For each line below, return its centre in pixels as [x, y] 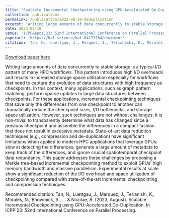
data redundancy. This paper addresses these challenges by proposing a [81, 158]
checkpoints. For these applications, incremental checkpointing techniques [83, 99]
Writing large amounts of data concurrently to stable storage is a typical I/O [83, 66]
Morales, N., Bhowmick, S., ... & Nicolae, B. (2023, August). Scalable [76, 199]
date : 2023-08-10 [23, 29]
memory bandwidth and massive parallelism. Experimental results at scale [82, 168]
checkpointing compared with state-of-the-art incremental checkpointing [81, 179]
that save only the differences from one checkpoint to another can [74, 104]
